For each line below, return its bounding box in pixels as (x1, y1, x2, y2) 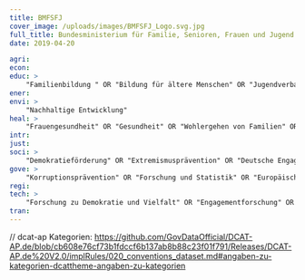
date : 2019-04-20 (9, 38, 75, 48)
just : (9, 140, 30, 149)
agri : (9, 55, 30, 64)
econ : (9, 63, 30, 72)
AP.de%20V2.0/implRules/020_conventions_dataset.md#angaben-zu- (9, 250, 272, 261)
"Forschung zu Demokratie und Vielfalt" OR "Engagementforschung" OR (25, 198, 295, 208)
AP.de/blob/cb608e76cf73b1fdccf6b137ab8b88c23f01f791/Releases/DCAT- (9, 241, 292, 252)
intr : (9, 130, 30, 140)
